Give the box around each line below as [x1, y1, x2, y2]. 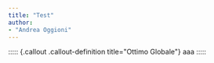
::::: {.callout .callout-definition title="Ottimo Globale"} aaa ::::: [8, 47, 206, 57]
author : [8, 19, 34, 26]
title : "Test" [8, 11, 55, 19]
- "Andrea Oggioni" [8, 26, 72, 33]
